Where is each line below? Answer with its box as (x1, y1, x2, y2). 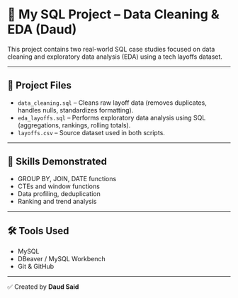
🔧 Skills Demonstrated (7, 156, 108, 168)
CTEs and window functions (17, 182, 101, 190)
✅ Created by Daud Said (7, 282, 79, 291)
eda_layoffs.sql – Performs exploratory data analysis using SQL (17, 113, 206, 122)
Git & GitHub (17, 262, 55, 271)
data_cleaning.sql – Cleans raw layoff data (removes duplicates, (17, 98, 207, 107)
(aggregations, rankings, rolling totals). (17, 120, 131, 130)
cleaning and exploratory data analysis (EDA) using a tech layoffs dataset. (7, 52, 223, 61)
